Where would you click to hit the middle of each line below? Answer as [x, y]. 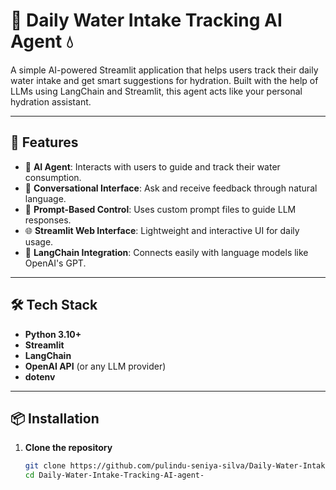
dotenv [40, 376]
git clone [45, 466]
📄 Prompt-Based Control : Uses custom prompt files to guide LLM [160, 209]
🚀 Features [44, 142]
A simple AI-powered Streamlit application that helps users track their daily [164, 70]
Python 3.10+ [53, 334]
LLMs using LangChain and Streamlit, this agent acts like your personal [156, 91]
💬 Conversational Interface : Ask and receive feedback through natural [171, 188]
